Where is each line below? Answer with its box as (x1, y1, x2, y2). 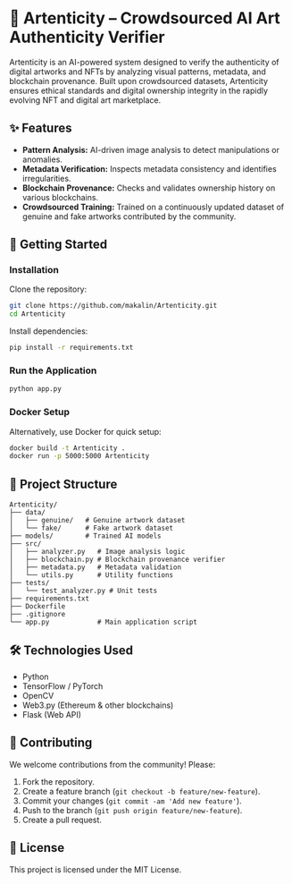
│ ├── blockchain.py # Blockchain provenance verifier (9, 555, 226, 565)
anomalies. (21, 154, 63, 165)
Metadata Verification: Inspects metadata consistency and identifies (21, 163, 277, 174)
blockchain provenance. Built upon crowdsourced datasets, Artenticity (9, 75, 269, 86)
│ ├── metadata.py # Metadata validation (9, 563, 181, 572)
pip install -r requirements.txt (9, 344, 134, 353)
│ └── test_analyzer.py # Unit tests (9, 586, 158, 596)
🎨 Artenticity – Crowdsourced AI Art (9, 8, 281, 29)
